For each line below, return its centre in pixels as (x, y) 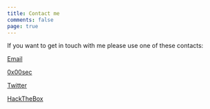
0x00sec (20, 72)
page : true (23, 26)
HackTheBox (25, 99)
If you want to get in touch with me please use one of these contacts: (105, 46)
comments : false (30, 20)
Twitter (17, 86)
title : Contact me (33, 13)
